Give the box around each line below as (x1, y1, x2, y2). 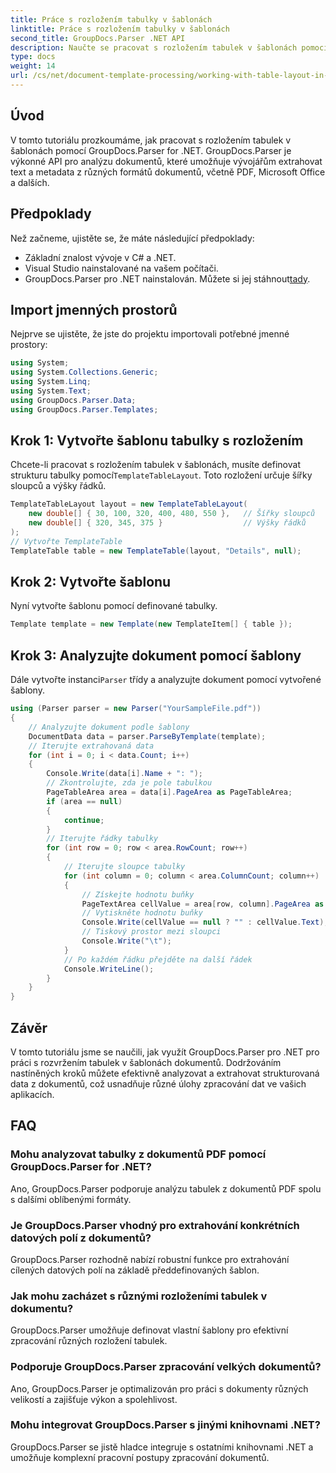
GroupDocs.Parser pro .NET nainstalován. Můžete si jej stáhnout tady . (24, 272, 311, 285)
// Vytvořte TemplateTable (10, 536, 123, 546)
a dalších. (10, 176, 50, 188)
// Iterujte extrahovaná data (28, 741, 155, 751)
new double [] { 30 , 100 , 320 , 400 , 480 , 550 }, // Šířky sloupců (28, 509, 316, 519)
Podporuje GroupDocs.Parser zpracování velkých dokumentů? (10, 1360, 322, 1374)
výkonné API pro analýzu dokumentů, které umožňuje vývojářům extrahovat (10, 155, 323, 167)
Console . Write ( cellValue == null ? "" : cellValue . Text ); (81, 917, 329, 928)
